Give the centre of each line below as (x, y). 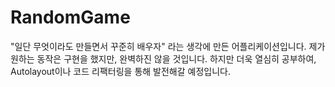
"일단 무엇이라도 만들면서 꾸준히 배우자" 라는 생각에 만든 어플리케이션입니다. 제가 (168, 46)
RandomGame (70, 17)
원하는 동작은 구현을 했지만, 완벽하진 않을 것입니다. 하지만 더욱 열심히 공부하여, (163, 58)
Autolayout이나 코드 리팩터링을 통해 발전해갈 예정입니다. (120, 71)
